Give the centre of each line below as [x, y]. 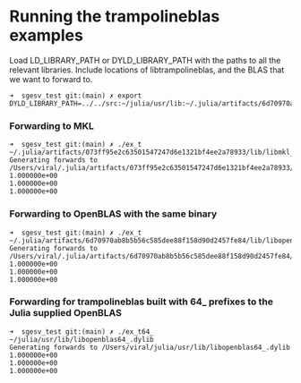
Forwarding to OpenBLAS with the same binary [113, 214]
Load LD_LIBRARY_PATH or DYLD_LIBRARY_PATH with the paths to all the [145, 60]
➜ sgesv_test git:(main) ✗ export [76, 96]
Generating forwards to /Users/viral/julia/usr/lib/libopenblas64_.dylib [150, 347]
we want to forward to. [51, 79]
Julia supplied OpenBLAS [66, 313]
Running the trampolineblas [115, 17]
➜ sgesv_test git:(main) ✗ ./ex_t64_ [82, 332]
